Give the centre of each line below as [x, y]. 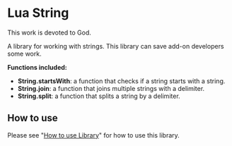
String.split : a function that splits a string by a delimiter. [99, 96]
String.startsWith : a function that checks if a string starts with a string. [121, 81]
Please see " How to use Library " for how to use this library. [94, 135]
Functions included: [37, 67]
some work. [24, 54]
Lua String [38, 13]
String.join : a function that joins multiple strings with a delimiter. [111, 88]
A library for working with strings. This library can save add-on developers [116, 46]
